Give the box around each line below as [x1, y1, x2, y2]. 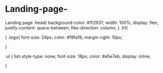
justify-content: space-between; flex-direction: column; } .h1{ [5, 24, 128, 30]
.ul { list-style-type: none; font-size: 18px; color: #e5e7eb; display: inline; [5, 53, 151, 59]
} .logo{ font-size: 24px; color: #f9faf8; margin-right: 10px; [5, 34, 123, 40]
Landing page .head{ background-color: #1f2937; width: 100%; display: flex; [5, 20, 159, 25]
